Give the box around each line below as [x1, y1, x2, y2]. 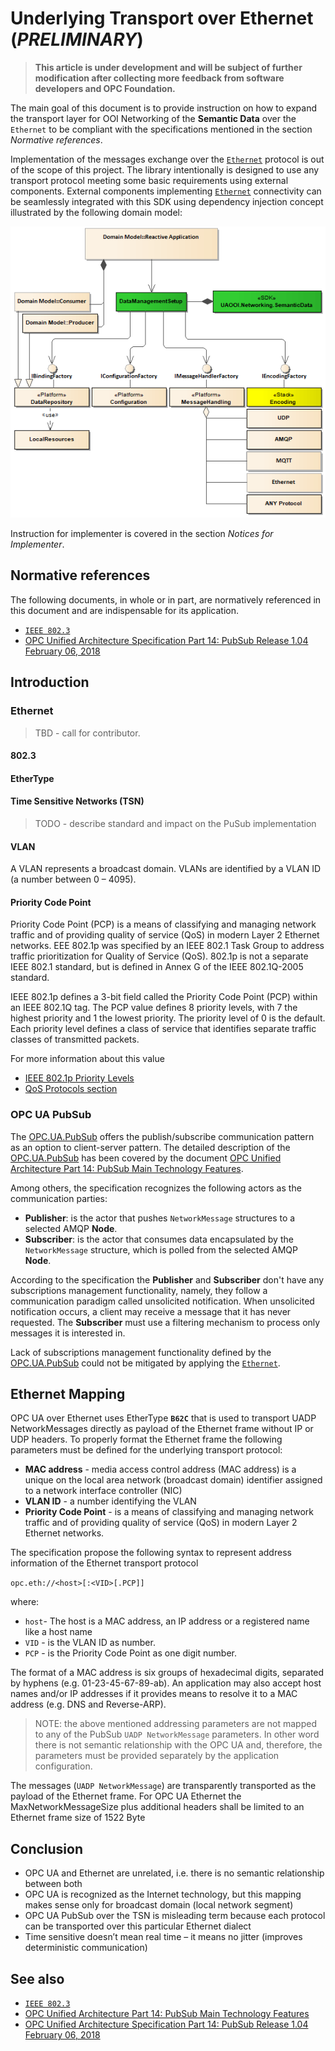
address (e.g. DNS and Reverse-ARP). [10, 1698, 167, 1711]
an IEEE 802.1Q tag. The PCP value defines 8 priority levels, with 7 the [10, 1002, 298, 1014]
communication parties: [10, 1192, 108, 1204]
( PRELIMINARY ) [10, 28, 144, 51]
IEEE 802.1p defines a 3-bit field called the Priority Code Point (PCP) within [10, 991, 318, 1003]
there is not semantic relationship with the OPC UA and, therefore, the [34, 1739, 323, 1751]
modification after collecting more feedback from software [34, 72, 285, 84]
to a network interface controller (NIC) [24, 1485, 183, 1497]
